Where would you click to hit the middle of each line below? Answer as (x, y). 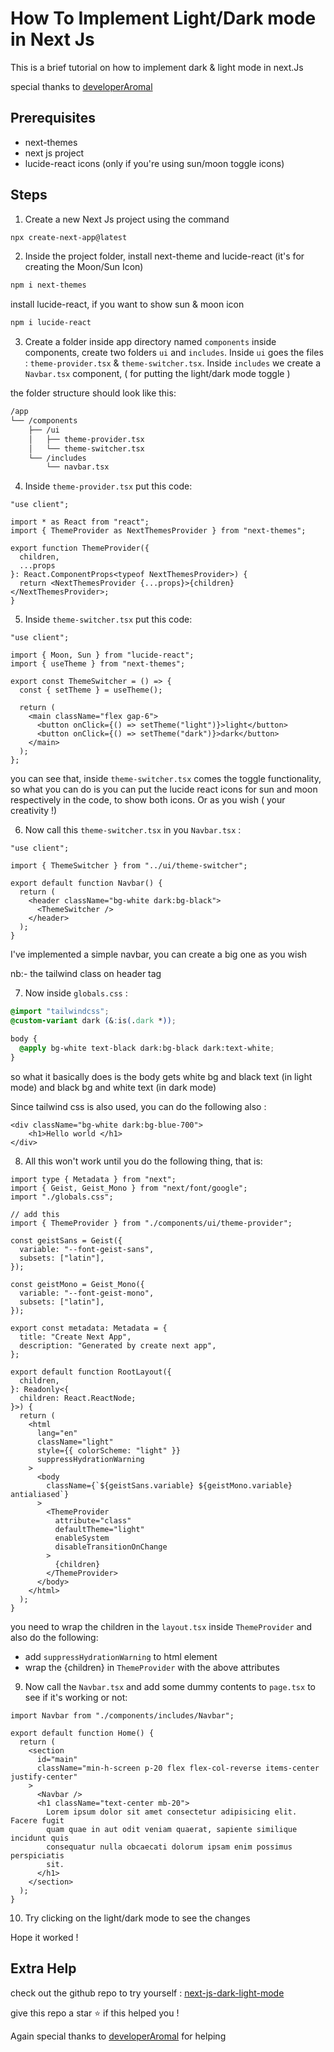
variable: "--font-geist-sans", (87, 1249)
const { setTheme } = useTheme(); (91, 690)
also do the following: (54, 1637)
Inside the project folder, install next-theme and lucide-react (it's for (164, 256)
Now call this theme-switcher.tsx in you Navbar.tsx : (133, 830)
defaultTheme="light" (99, 1529)
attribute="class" (93, 1520)
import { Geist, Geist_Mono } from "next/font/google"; (129, 1188)
